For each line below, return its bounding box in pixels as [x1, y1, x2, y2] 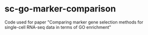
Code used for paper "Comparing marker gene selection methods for [4, 19, 144, 25]
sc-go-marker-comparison [4, 3, 116, 14]
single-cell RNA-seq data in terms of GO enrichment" [4, 24, 111, 30]
